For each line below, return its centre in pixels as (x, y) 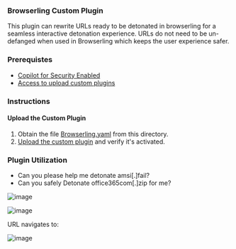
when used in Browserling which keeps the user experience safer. (133, 41)
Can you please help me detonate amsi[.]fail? (84, 176)
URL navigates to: (33, 224)
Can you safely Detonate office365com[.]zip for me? (94, 183)
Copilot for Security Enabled (59, 75)
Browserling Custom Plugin (56, 11)
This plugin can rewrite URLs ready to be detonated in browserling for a (112, 26)
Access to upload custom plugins (66, 83)
